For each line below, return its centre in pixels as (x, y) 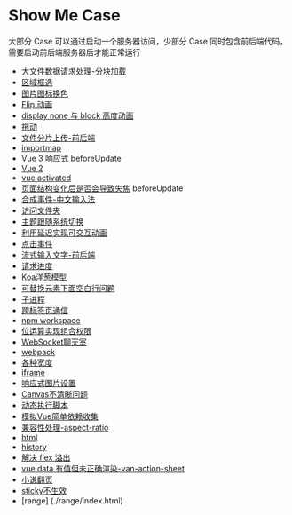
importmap (41, 147)
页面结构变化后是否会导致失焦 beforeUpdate (102, 188)
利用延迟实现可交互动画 (64, 233)
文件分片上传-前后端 (58, 138)
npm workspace (51, 320)
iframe (33, 372)
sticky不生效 (44, 490)
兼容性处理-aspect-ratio (65, 427)
